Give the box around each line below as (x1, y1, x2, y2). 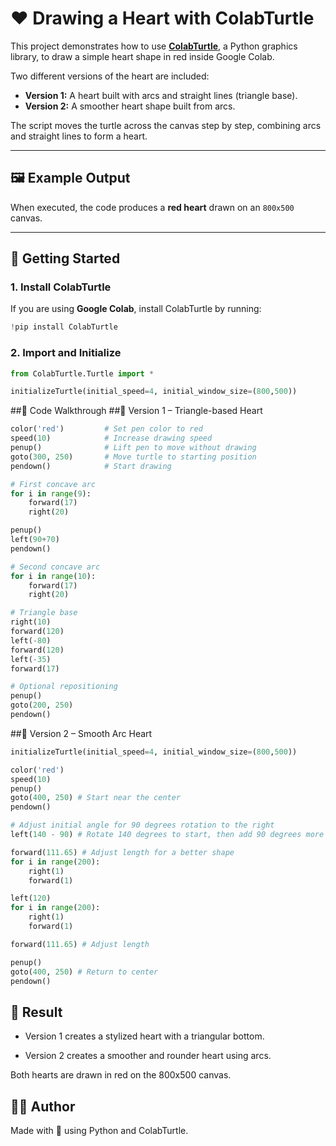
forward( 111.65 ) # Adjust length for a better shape (10, 847, 235, 857)
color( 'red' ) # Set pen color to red (10, 424, 203, 434)
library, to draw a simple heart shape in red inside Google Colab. (10, 50, 275, 62)
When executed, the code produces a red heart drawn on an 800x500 (10, 201, 295, 213)
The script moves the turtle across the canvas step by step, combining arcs (10, 119, 322, 131)
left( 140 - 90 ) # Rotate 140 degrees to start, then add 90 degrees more (10, 830, 325, 840)
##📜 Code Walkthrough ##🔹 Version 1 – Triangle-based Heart (10, 405, 263, 417)
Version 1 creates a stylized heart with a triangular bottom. (24, 1030, 265, 1042)
